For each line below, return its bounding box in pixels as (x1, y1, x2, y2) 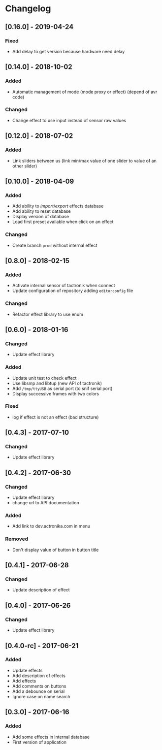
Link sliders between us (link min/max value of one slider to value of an (12, 158, 157, 163)
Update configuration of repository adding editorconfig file (12, 288, 133, 293)
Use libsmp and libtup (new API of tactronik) (12, 380, 102, 386)
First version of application (12, 739, 66, 745)
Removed (5, 535, 29, 542)
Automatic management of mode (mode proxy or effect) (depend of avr (12, 89, 158, 95)
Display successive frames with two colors (12, 391, 99, 396)
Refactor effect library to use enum (12, 311, 84, 317)
